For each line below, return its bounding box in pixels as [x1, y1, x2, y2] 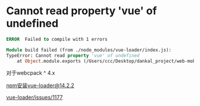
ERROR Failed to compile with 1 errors [6, 36, 108, 42]
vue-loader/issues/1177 [6, 94, 63, 101]
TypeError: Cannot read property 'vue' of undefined [6, 52, 140, 59]
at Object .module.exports [17, 58, 82, 64]
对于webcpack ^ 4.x [6, 69, 55, 76]
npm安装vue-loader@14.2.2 [6, 82, 74, 89]
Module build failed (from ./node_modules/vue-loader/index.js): [6, 47, 171, 53]
